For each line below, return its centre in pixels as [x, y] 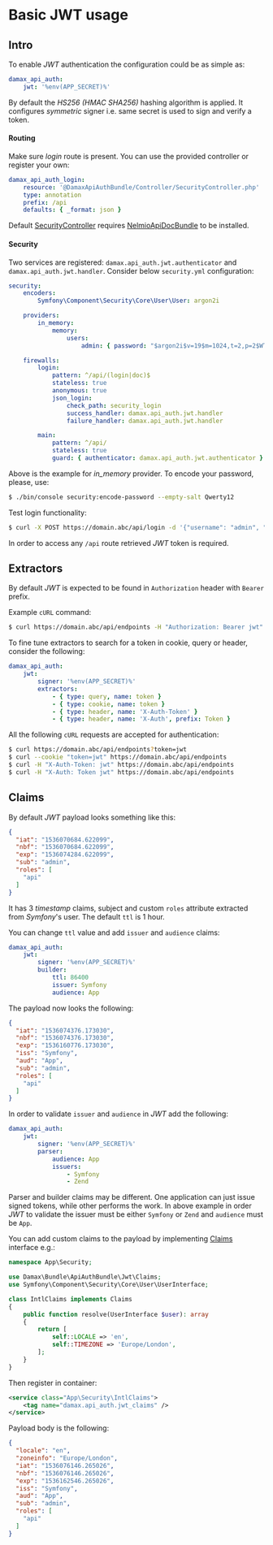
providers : [41, 316]
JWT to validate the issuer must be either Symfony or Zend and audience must [136, 1214]
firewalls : [41, 360]
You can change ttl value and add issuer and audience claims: [114, 933]
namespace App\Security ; [50, 1262]
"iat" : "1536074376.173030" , [65, 1030]
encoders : [40, 293]
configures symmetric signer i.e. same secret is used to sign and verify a [130, 110]
